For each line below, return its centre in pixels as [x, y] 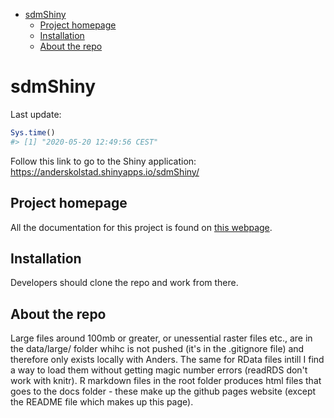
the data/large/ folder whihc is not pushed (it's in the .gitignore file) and [157, 349]
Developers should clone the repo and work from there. [124, 283]
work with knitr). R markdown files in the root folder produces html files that [166, 381]
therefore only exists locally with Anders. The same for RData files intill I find [167, 360]
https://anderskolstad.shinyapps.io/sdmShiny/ [105, 171]
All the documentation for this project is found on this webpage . [141, 227]
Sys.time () [33, 132]
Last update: [36, 114]
